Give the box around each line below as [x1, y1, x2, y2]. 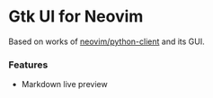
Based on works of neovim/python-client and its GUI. [8, 36, 205, 47]
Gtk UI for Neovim [8, 6, 144, 27]
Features [8, 58, 49, 71]
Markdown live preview [21, 79, 109, 90]
